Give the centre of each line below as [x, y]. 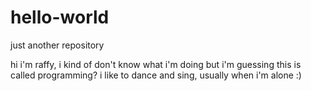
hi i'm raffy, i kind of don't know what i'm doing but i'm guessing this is [156, 64]
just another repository [57, 45]
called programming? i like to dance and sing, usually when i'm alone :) [156, 75]
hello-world [60, 17]
